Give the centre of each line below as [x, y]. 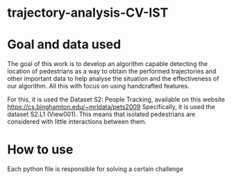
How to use [40, 150]
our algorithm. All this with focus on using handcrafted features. [98, 86]
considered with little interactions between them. [77, 122]
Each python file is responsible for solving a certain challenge [96, 169]
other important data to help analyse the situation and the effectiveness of [113, 79]
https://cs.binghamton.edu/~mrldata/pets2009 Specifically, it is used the [111, 107]
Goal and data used [64, 45]
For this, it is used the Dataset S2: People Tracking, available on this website [116, 99]
